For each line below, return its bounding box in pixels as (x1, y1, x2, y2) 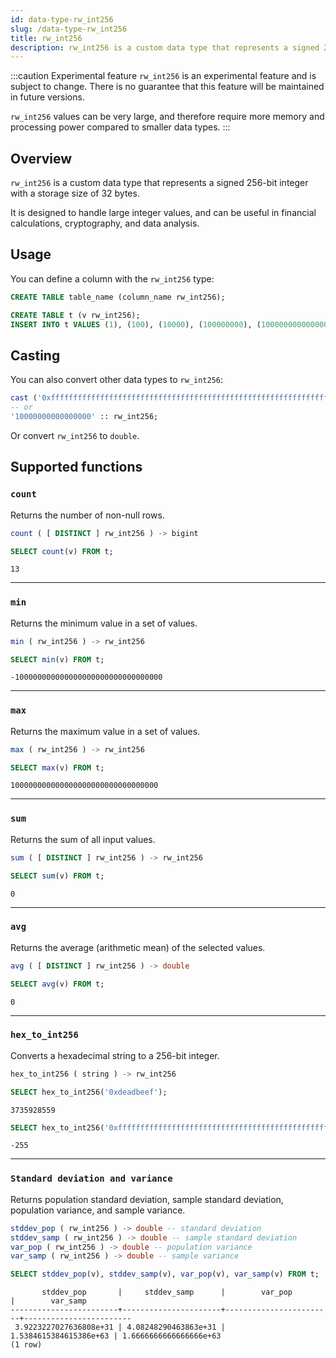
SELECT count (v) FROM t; (10, 546, 114, 556)
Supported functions (10, 459, 143, 476)
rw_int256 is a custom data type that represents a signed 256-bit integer (10, 177, 309, 189)
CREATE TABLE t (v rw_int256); (10, 310, 141, 320)
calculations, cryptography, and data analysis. (10, 217, 200, 230)
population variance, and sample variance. (10, 1204, 186, 1216)
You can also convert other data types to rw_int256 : (10, 374, 223, 386)
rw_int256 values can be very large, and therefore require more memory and (10, 111, 325, 123)
